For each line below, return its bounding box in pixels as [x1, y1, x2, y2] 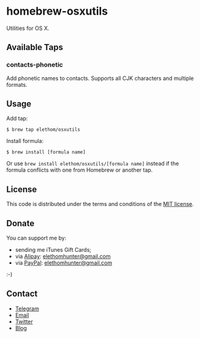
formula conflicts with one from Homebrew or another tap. [6, 166, 153, 174]
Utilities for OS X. [6, 24, 50, 32]
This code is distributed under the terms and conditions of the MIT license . [6, 200, 194, 208]
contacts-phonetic [6, 61, 63, 69]
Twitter [15, 318, 34, 325]
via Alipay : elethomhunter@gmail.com [15, 252, 111, 260]
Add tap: [6, 115, 28, 122]
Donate [6, 218, 35, 229]
